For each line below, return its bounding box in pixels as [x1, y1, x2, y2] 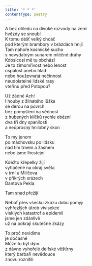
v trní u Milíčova [5, 170, 38, 176]
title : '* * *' [5, 7, 36, 12]
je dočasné [5, 235, 28, 241]
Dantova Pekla [5, 180, 34, 186]
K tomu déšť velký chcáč [5, 36, 56, 42]
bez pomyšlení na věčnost [5, 108, 59, 114]
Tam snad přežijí [5, 190, 38, 196]
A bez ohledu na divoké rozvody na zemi [5, 25, 88, 31]
